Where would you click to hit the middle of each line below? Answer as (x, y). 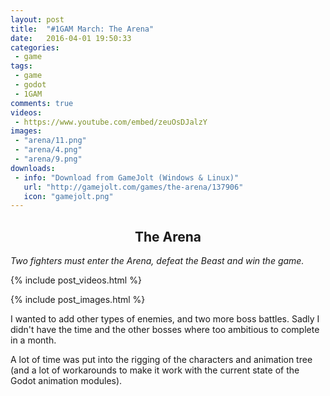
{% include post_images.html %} (78, 300)
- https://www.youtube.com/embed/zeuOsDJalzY (111, 122)
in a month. (33, 340)
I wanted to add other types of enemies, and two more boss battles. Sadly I (165, 319)
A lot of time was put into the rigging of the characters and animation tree (161, 360)
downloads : (33, 168)
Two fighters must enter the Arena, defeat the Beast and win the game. (157, 261)
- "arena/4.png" (48, 150)
